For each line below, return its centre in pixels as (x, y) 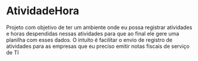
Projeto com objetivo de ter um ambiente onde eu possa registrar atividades (99, 27)
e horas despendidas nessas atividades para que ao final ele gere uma (93, 33)
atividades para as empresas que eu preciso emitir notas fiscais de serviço (98, 46)
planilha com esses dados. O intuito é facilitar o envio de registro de (89, 40)
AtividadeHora (43, 11)
